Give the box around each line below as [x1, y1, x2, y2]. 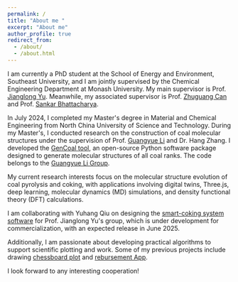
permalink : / [7, 10, 46, 18]
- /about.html [13, 50, 55, 58]
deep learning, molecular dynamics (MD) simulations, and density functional [7, 188, 231, 196]
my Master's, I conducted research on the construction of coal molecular [7, 129, 222, 137]
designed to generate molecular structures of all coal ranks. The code [7, 151, 212, 160]
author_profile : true [7, 30, 72, 38]
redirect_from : [7, 37, 53, 44]
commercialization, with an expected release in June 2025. [7, 224, 180, 232]
